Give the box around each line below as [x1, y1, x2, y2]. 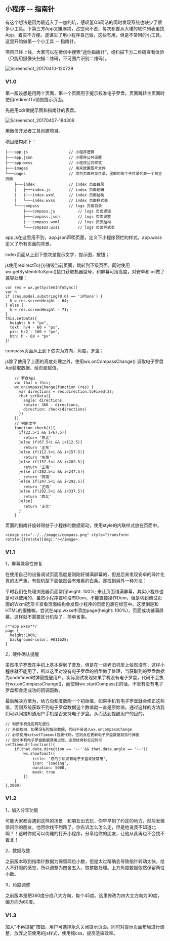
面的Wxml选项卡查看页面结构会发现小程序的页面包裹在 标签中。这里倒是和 [5, 601, 159, 607]
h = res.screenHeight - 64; [10, 298, 69, 304]
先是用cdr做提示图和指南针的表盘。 [5, 107, 79, 113]
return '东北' [23, 435, 52, 440]
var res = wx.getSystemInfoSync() [5, 285, 78, 290]
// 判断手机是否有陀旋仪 [5, 722, 50, 727]
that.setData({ [18, 394, 51, 399]
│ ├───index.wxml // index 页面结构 [14, 193, 105, 198]
